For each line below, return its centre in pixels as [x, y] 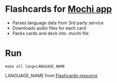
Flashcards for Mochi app [58, 9]
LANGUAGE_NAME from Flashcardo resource [51, 76]
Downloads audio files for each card [49, 28]
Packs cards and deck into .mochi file [50, 33]
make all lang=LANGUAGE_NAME [35, 66]
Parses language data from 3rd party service [58, 23]
